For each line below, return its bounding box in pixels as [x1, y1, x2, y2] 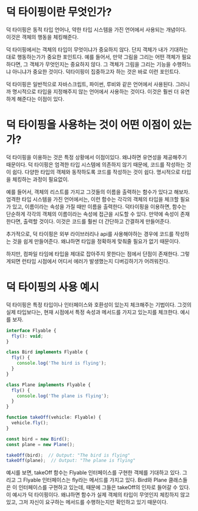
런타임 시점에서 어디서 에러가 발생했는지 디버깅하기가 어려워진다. [21, 257, 170, 264]
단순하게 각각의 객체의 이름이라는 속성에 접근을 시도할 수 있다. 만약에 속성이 [6, 210, 179, 217]
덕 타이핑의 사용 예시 [6, 281, 99, 294]
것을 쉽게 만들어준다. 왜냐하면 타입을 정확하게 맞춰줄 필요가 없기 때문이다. [12, 237, 181, 245]
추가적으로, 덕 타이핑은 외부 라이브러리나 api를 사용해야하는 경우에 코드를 [6, 230, 174, 237]
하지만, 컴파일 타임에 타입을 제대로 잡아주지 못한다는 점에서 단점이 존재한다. [6, 250, 179, 257]
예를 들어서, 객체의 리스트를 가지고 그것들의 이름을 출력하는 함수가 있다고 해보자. [6, 188, 190, 195]
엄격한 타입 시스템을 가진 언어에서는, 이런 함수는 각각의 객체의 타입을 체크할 [6, 195, 179, 202]
